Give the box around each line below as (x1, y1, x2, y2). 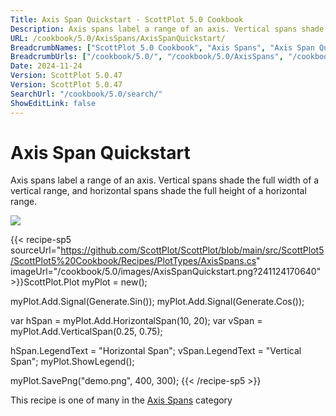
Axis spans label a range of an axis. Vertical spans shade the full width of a (10, 174, 320, 186)
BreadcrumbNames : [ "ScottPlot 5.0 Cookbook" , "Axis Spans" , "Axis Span (10, 42, 315, 53)
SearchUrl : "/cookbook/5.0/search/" (10, 89, 163, 99)
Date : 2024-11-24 (10, 61, 83, 71)
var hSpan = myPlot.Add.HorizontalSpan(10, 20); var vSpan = (10, 315, 263, 327)
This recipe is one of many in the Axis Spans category (10, 394, 233, 406)
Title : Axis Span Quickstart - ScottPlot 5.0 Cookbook (10, 14, 244, 25)
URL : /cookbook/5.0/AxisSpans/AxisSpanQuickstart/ (10, 33, 226, 43)
